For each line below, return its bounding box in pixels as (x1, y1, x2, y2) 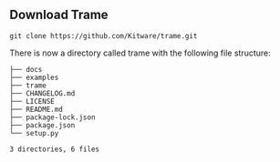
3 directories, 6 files (9, 145, 100, 154)
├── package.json (9, 120, 76, 130)
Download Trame (9, 7, 109, 23)
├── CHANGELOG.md (9, 88, 76, 98)
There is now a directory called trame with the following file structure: (9, 47, 271, 58)
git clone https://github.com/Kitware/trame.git (9, 31, 198, 40)
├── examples (9, 73, 59, 82)
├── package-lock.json (9, 113, 96, 122)
